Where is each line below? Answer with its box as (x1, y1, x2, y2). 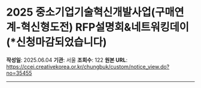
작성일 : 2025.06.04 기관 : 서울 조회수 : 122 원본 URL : (6, 56, 127, 63)
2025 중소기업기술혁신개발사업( (6, 5, 156, 19)
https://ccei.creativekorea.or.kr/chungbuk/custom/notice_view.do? (6, 63, 170, 70)
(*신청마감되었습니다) (6, 35, 107, 49)
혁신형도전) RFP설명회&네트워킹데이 (20, 20, 190, 34)
